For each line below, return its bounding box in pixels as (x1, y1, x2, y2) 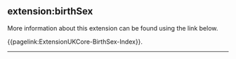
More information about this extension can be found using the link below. (7, 24, 218, 32)
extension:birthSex (7, 6, 93, 17)
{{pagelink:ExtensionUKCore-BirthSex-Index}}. (7, 37, 143, 46)
